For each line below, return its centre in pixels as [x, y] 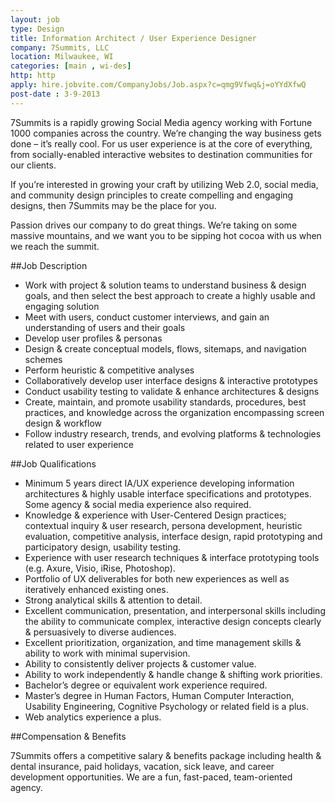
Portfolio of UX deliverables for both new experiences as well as [157, 578]
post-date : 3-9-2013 [55, 94]
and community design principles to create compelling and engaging [152, 195]
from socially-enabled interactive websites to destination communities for [161, 154]
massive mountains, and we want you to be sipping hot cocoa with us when [166, 235]
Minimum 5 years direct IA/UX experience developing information [159, 483]
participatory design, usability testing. [103, 547]
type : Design [37, 29]
